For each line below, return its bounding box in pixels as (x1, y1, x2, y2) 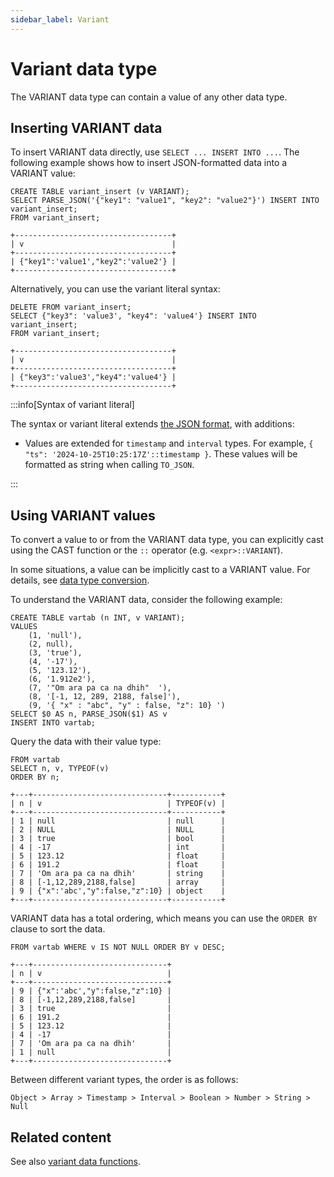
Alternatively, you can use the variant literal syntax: (10, 283, 221, 295)
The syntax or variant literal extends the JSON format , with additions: (10, 418, 295, 430)
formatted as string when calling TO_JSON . (24, 459, 195, 471)
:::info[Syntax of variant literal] (10, 399, 135, 411)
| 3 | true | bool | (10, 834, 226, 844)
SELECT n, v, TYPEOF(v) (10, 764, 110, 774)
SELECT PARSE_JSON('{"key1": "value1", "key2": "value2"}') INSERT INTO (10, 196, 320, 206)
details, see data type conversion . (10, 574, 150, 586)
